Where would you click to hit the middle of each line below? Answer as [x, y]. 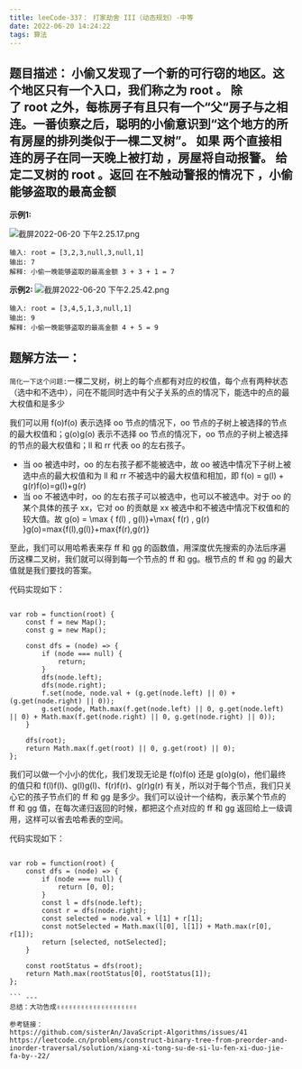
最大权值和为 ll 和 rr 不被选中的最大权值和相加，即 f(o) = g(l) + [169, 475]
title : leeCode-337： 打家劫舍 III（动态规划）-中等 [101, 18]
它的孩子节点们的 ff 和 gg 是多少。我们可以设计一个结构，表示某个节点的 [151, 797]
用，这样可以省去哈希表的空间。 [69, 819]
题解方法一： [45, 357]
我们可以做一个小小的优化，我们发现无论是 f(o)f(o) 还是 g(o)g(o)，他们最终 [148, 774]
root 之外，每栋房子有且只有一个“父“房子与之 [150, 107]
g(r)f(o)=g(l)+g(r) [55, 486]
